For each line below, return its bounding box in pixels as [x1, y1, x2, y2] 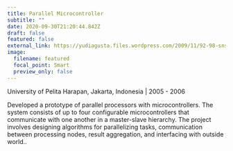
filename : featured [13, 55, 70, 62]
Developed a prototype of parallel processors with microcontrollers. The [7, 100, 214, 109]
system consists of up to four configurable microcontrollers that [7, 108, 189, 116]
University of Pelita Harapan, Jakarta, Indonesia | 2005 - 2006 [7, 87, 186, 96]
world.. [7, 137, 28, 145]
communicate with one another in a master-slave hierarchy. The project [7, 115, 212, 123]
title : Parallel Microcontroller [7, 10, 104, 17]
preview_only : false [13, 68, 73, 75]
